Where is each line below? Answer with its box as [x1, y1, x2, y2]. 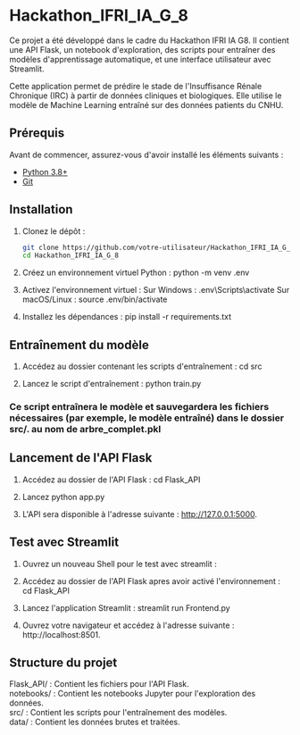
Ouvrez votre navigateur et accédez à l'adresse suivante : [21, 620, 235, 631]
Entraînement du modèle [9, 337, 149, 353]
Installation [9, 202, 73, 217]
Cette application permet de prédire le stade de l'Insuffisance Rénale [9, 80, 262, 91]
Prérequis [9, 126, 65, 141]
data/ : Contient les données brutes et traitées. [9, 716, 180, 728]
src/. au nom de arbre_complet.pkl [9, 423, 162, 436]
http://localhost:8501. [21, 629, 101, 639]
